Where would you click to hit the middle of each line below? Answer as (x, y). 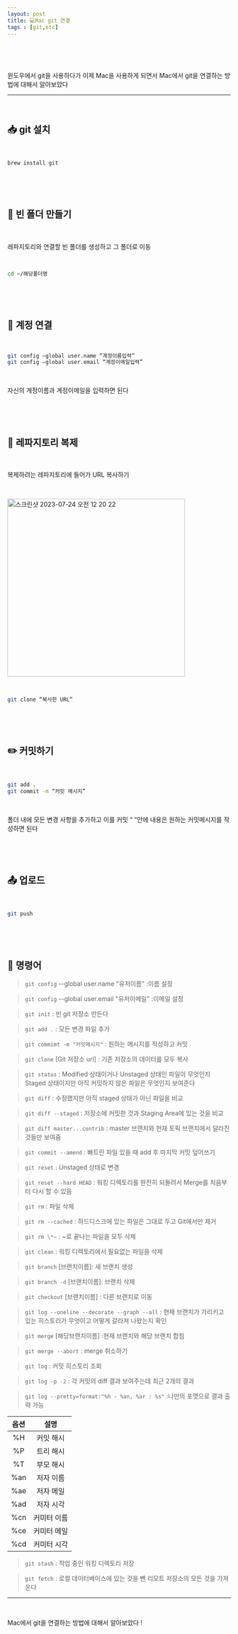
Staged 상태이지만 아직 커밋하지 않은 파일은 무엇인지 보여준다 (110, 1083)
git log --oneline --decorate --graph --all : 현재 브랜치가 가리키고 (124, 1312)
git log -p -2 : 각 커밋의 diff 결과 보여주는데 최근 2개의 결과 (109, 1381)
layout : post (27, 14)
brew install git (33, 163)
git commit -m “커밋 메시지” (47, 791)
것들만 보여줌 (43, 1137)
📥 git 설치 (29, 129)
